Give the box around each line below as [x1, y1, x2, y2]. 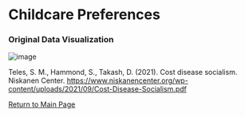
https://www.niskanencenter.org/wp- [66, 76, 189, 85]
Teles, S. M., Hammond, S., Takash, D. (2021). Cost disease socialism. [8, 68, 238, 77]
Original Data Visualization [8, 34, 114, 45]
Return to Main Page [8, 99, 76, 109]
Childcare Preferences [8, 6, 161, 24]
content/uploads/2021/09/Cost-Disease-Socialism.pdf [8, 84, 188, 94]
